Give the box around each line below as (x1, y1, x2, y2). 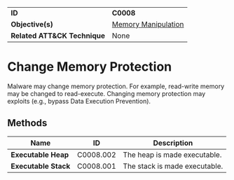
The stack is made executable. (123, 161, 223, 171)
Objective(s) (11, 20, 54, 29)
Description (153, 138, 193, 148)
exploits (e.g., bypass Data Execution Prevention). (7, 97, 151, 105)
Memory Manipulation (111, 20, 184, 29)
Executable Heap (11, 150, 69, 160)
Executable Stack (11, 161, 71, 171)
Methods (7, 117, 48, 129)
